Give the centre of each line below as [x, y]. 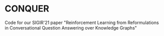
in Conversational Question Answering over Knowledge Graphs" [71, 27]
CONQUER [27, 9]
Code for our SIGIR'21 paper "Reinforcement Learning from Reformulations [82, 22]
